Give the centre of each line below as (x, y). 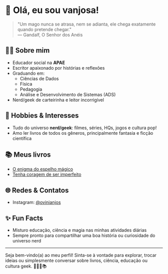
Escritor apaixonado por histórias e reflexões (58, 68)
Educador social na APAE (38, 63)
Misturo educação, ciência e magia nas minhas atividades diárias (79, 230)
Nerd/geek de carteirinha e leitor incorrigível (58, 100)
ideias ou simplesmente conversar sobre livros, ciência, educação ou (76, 260)
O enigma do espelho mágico (43, 169)
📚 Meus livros (28, 155)
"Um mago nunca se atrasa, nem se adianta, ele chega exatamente (86, 24)
